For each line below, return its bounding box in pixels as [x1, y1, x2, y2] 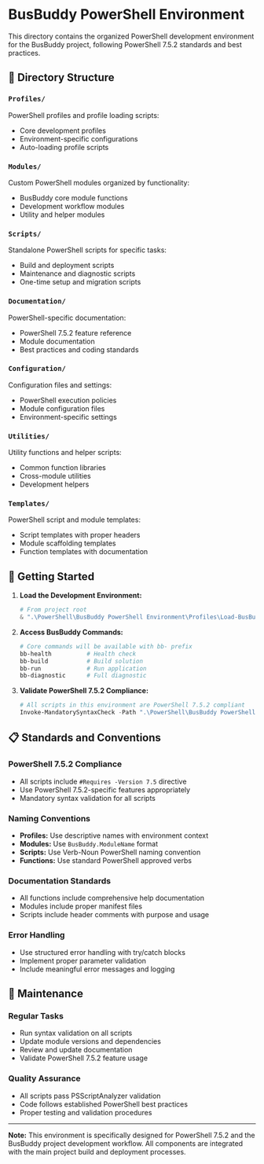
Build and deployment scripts [19, 261, 115, 270]
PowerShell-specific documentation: [8, 313, 126, 322]
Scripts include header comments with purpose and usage [19, 910, 210, 920]
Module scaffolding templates [19, 538, 116, 548]
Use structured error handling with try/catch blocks [19, 947, 186, 957]
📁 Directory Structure [8, 71, 115, 84]
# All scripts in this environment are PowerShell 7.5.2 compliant [19, 701, 245, 709]
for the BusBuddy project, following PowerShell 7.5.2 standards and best [8, 39, 242, 49]
